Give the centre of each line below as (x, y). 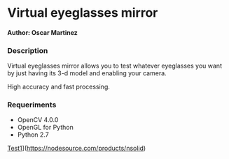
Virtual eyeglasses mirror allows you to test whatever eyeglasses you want (115, 66)
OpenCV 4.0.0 (38, 120)
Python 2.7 (33, 135)
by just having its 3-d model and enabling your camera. (87, 73)
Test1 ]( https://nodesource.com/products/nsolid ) (77, 149)
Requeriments (32, 105)
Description (28, 50)
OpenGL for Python (45, 128)
